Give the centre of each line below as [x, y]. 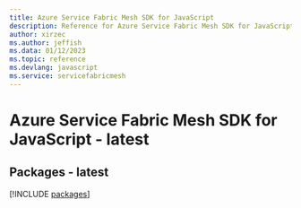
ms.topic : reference [48, 59]
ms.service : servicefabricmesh [68, 76]
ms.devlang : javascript [54, 68]
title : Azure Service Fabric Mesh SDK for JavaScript [112, 17]
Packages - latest [59, 173]
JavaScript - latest [79, 139]
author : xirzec [38, 34]
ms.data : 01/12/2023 [48, 51]
